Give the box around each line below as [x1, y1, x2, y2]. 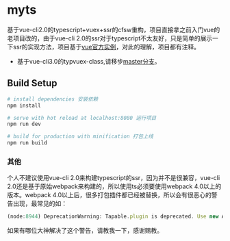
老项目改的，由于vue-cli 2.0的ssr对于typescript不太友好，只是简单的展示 [7, 34, 213, 42]
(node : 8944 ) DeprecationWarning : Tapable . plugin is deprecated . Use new [7, 213, 219, 220]
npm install [7, 102, 41, 109]
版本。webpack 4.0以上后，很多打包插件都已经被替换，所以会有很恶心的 [7, 191, 212, 199]
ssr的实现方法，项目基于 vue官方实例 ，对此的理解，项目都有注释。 [12, 42, 201, 51]
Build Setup [7, 77, 57, 89]
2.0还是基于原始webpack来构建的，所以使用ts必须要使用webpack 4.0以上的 [7, 182, 222, 190]
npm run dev [7, 120, 41, 128]
